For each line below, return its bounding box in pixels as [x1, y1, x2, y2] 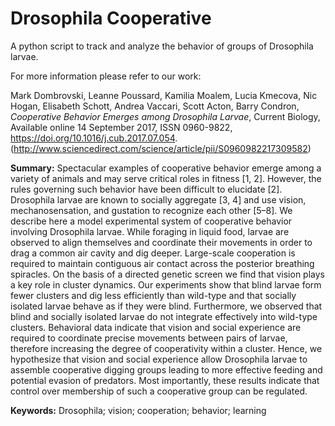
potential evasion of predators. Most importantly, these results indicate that [10, 374, 320, 386]
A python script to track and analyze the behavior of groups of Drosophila [10, 40, 314, 52]
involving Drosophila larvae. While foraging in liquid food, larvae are [10, 225, 290, 237]
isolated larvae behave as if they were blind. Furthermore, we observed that [10, 300, 323, 312]
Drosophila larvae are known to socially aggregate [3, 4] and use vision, [10, 193, 307, 206]
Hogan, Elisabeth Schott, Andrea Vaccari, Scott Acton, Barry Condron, [10, 100, 300, 112]
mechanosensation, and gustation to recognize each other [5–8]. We [10, 204, 293, 216]
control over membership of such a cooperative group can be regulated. [10, 385, 308, 397]
